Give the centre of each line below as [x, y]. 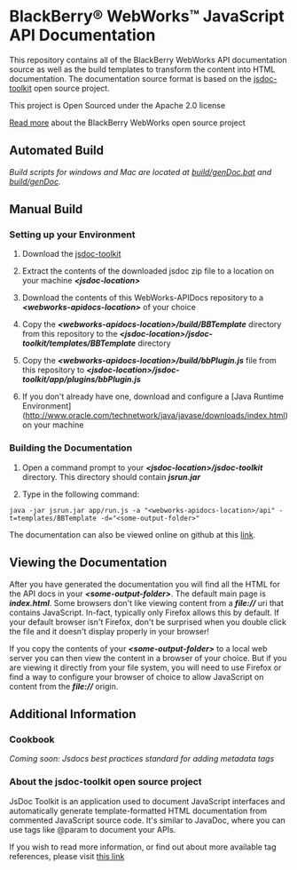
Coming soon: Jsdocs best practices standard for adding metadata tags [142, 759]
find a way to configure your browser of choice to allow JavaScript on [137, 676]
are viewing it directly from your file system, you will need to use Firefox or [145, 667]
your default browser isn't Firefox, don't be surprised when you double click [148, 622]
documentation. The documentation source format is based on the [130, 78]
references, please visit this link [67, 856]
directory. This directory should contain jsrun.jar [111, 476]
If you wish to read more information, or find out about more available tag [143, 847]
